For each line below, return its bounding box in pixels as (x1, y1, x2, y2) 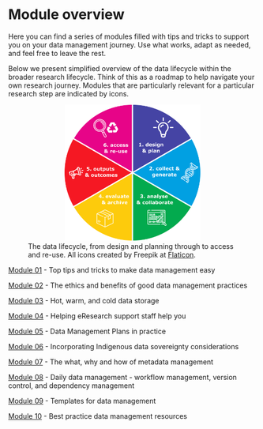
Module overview (8, 6, 125, 24)
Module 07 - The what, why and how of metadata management (8, 357, 214, 367)
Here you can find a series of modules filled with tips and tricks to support (8, 32, 250, 41)
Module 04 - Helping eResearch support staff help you (8, 310, 186, 321)
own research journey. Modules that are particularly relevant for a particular (8, 81, 254, 90)
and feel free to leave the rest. (8, 48, 107, 58)
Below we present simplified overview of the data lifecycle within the (8, 63, 231, 73)
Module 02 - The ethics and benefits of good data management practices (8, 280, 248, 290)
